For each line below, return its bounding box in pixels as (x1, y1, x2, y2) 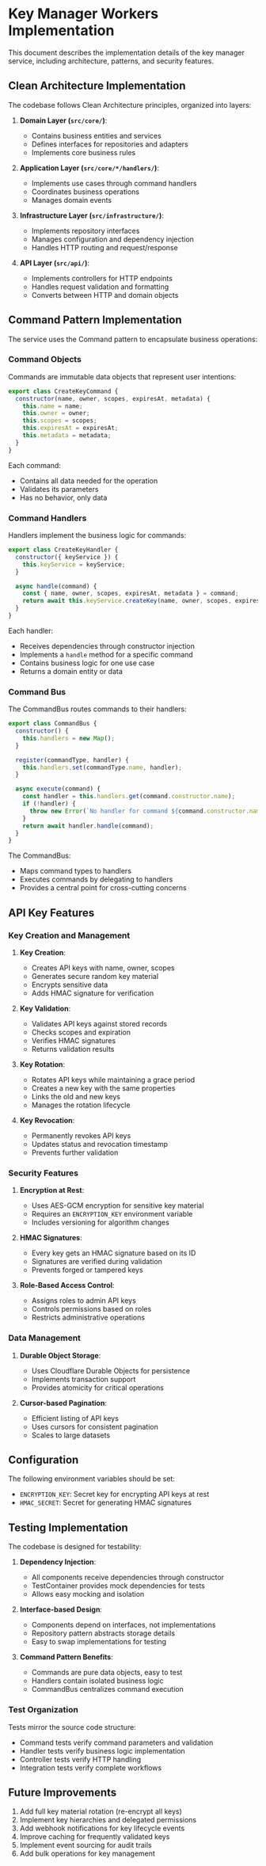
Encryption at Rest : (19, 1186, 85, 1195)
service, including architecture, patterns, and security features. (8, 56, 214, 66)
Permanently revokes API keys (31, 1131, 131, 1141)
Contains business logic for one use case (19, 658, 155, 668)
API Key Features (8, 906, 95, 920)
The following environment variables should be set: (8, 1474, 176, 1483)
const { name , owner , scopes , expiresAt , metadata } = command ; (22, 589, 239, 598)
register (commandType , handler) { (15, 756, 129, 764)
